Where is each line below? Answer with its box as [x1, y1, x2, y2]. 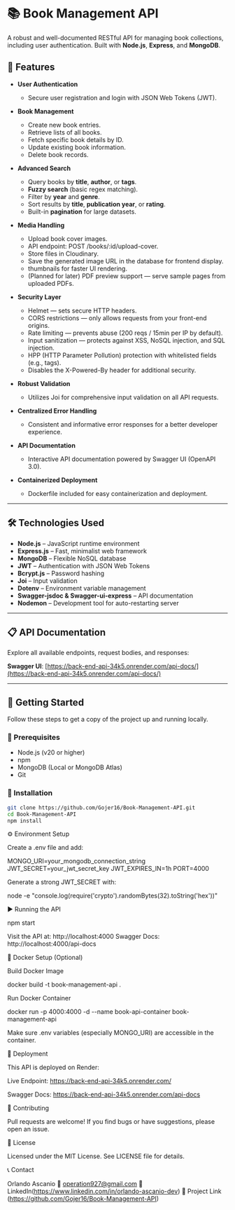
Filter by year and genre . [27, 192, 100, 200]
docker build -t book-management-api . [7, 980, 121, 989]
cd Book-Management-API [7, 811, 77, 818]
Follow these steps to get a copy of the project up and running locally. [7, 715, 208, 724]
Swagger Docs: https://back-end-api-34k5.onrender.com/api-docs [7, 1090, 201, 1099]
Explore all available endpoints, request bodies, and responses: [7, 649, 190, 657]
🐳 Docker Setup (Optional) [7, 954, 83, 962]
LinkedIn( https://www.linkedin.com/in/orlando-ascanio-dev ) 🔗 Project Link [7, 1187, 222, 1195]
